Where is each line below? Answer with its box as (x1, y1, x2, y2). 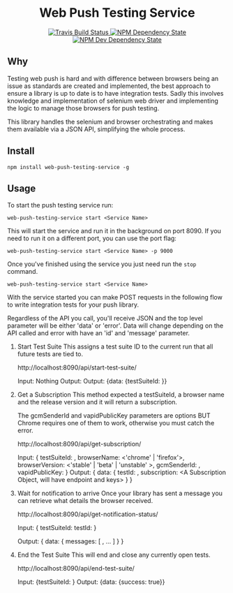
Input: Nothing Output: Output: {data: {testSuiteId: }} (17, 377, 167, 386)
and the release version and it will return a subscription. (17, 398, 178, 407)
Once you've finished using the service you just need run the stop (7, 260, 197, 268)
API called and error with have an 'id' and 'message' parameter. (7, 329, 190, 337)
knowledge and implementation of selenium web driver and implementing (7, 96, 218, 105)
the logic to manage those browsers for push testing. (7, 103, 160, 112)
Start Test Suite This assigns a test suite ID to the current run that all (17, 342, 213, 351)
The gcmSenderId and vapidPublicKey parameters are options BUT (17, 411, 211, 420)
